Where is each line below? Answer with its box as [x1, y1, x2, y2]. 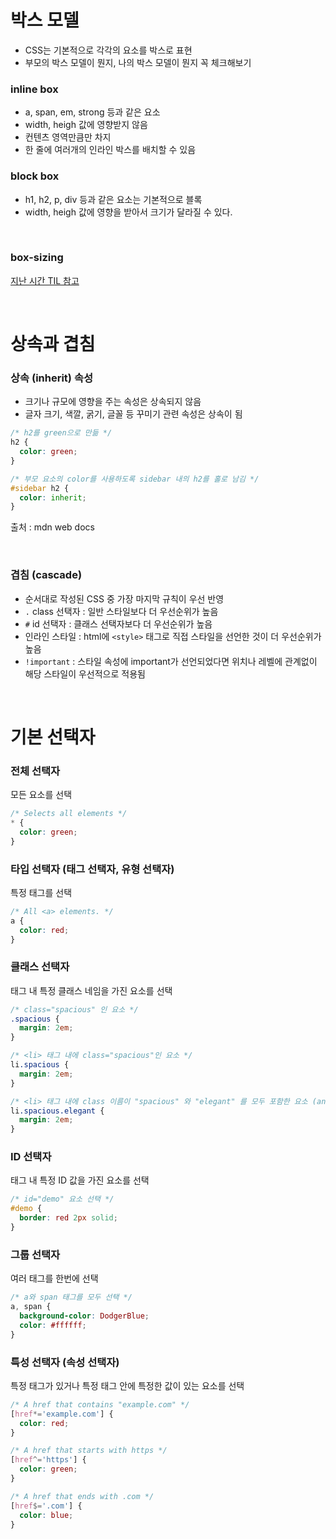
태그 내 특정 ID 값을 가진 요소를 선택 [10, 1174, 150, 1186]
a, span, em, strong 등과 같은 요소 [24, 106, 161, 118]
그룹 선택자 [10, 1247, 61, 1261]
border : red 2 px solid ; [19, 1213, 118, 1223]
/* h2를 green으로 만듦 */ [10, 428, 113, 438]
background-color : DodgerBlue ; [19, 1311, 150, 1321]
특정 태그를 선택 [10, 886, 73, 898]
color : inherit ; [19, 492, 87, 503]
